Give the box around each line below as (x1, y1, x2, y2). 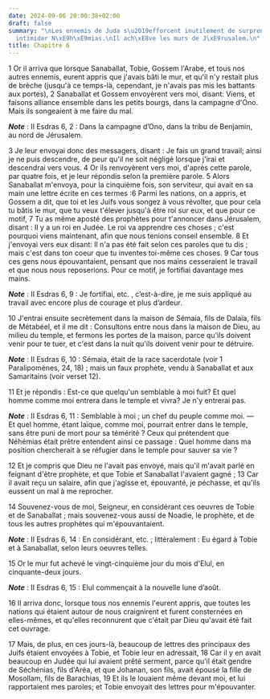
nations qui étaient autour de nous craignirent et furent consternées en (8, 607, 243, 616)
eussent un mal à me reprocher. (8, 486, 114, 496)
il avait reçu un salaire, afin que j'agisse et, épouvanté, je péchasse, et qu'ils (8, 478, 260, 488)
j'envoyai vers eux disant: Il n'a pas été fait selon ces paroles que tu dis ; (8, 240, 248, 250)
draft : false (8, 19, 52, 27)
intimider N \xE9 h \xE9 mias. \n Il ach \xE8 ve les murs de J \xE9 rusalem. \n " (15, 34, 261, 43)
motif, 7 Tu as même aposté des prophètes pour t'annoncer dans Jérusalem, (8, 214, 262, 224)
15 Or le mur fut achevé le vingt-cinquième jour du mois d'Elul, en (8, 559, 225, 568)
